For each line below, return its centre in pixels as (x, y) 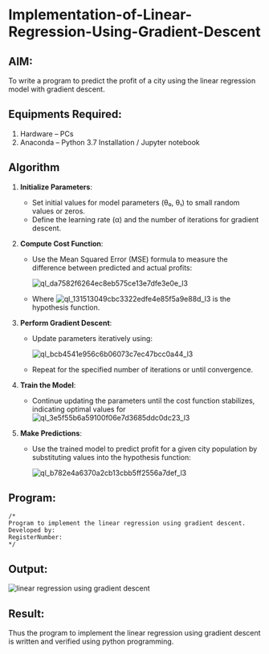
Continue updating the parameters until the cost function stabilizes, (143, 400)
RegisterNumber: (35, 538)
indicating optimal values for (79, 409)
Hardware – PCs (47, 133)
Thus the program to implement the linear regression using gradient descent (134, 633)
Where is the (131, 299)
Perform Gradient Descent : (66, 323)
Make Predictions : (51, 433)
